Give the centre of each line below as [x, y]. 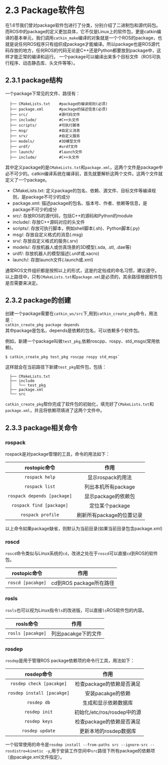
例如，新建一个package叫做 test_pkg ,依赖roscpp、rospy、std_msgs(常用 [80, 341]
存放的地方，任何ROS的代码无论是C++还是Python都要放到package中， [83, 50]
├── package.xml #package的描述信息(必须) [59, 109]
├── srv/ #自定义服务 [45, 136]
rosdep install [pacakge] [39, 693]
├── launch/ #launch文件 [46, 152]
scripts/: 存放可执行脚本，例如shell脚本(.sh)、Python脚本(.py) [76, 228]
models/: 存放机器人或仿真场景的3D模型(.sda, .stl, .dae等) [72, 247]
